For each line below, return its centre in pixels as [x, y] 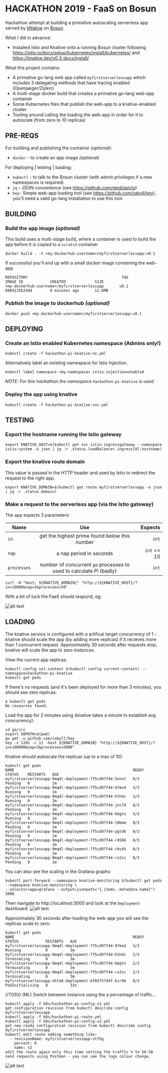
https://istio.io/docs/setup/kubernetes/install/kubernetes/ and [76, 53]
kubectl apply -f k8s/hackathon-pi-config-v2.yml [58, 1021]
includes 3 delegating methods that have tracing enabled [71, 83]
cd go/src [15, 730]
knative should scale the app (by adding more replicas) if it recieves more [81, 639]
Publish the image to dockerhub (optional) [57, 303]
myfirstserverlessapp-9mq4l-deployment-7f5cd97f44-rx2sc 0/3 [72, 857]
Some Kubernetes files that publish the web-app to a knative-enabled [84, 104]
